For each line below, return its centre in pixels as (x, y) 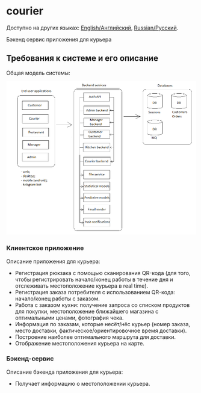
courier (25, 11)
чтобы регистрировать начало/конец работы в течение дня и (94, 279)
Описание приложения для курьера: (53, 261)
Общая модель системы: (38, 73)
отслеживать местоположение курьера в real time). (82, 286)
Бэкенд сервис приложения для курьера (59, 39)
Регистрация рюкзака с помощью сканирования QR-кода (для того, (103, 273)
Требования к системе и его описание (82, 58)
